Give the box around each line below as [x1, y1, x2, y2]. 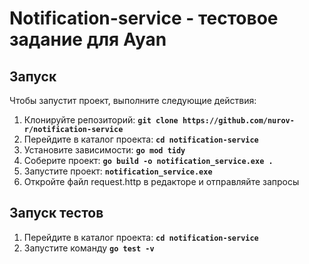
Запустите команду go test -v [23, 242, 155, 254]
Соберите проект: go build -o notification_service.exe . [23, 155, 274, 166]
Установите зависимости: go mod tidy [23, 144, 186, 156]
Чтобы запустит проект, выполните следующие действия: [9, 95, 257, 106]
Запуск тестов [9, 205, 104, 222]
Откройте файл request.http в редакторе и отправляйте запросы [23, 176, 300, 187]
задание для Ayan [9, 28, 167, 51]
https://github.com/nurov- [182, 116, 295, 126]
